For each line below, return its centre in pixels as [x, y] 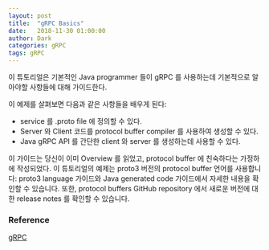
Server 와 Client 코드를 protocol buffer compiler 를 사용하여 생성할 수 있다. [139, 131]
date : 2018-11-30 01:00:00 [57, 31]
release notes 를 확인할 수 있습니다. [73, 199]
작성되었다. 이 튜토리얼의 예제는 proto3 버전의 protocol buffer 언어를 [125, 168]
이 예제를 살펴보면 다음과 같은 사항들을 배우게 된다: [88, 104]
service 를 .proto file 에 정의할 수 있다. [81, 121]
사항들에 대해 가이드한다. [68, 87]
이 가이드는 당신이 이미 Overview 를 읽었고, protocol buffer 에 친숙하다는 [123, 158]
